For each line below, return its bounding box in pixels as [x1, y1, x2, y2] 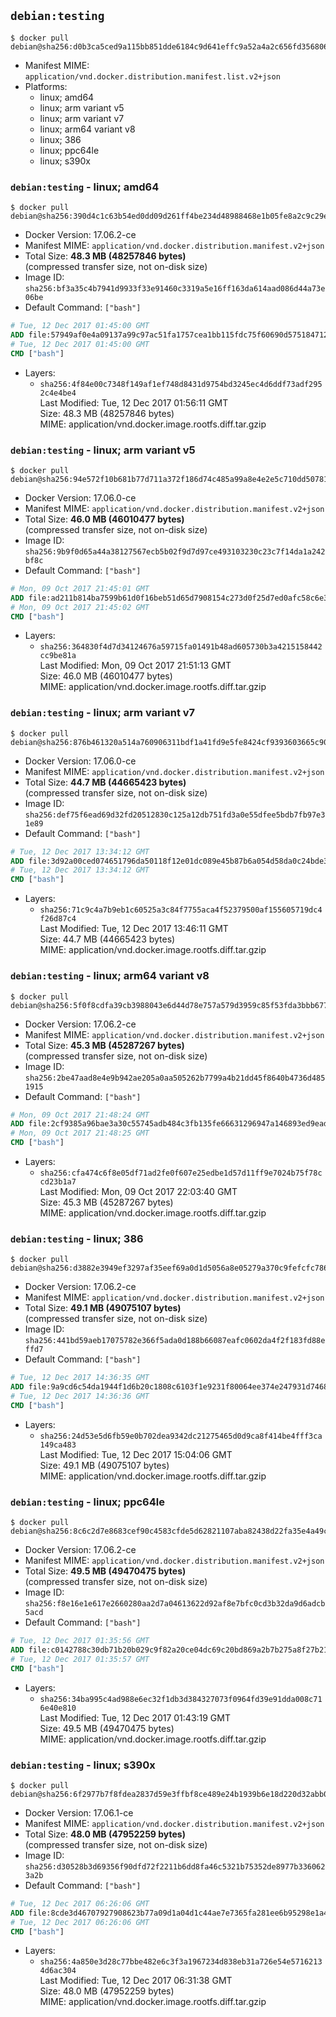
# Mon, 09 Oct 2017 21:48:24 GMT [10, 1110, 150, 1120]
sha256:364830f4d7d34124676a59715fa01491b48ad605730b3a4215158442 [39, 642, 323, 652]
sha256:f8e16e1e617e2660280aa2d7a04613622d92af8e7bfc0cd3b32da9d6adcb [24, 1599, 326, 1609]
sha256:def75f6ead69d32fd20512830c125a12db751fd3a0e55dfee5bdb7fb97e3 [24, 810, 326, 820]
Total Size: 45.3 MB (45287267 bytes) [24, 1039, 185, 1051]
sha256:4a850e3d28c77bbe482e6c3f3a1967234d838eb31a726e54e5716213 [39, 1957, 323, 1967]
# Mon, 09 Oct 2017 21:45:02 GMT [10, 602, 150, 612]
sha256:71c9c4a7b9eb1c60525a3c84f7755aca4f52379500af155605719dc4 [39, 905, 323, 915]
